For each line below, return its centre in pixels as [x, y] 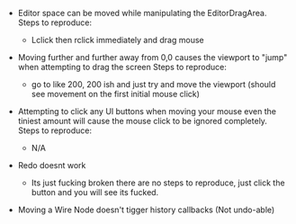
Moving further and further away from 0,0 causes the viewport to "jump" [152, 57]
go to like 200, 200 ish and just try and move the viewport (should [153, 84]
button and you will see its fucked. [95, 192]
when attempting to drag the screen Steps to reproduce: [122, 67]
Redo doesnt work [52, 165]
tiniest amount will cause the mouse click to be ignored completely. [143, 121]
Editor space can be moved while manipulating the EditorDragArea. [142, 13]
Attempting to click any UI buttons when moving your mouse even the [147, 111]
